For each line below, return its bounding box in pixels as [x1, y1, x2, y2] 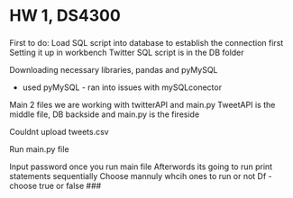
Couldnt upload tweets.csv [9, 127, 110, 138]
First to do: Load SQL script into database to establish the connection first [9, 38, 284, 49]
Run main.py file [9, 144, 69, 155]
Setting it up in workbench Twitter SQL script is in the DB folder [9, 47, 245, 58]
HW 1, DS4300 [9, 5, 122, 26]
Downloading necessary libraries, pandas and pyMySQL [9, 65, 218, 76]
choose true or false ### [9, 181, 102, 192]
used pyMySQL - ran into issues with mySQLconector [22, 82, 223, 93]
